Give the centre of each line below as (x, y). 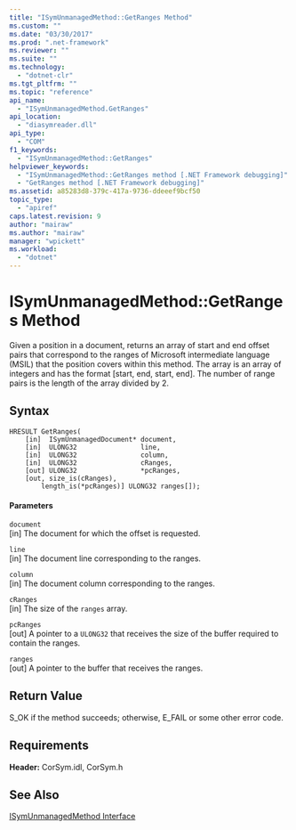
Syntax (29, 411)
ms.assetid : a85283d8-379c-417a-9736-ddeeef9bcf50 (105, 191)
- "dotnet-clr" (45, 76)
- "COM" (32, 142)
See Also (34, 795)
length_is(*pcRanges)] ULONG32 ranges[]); (121, 486)
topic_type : (31, 200)
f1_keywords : (33, 150)
